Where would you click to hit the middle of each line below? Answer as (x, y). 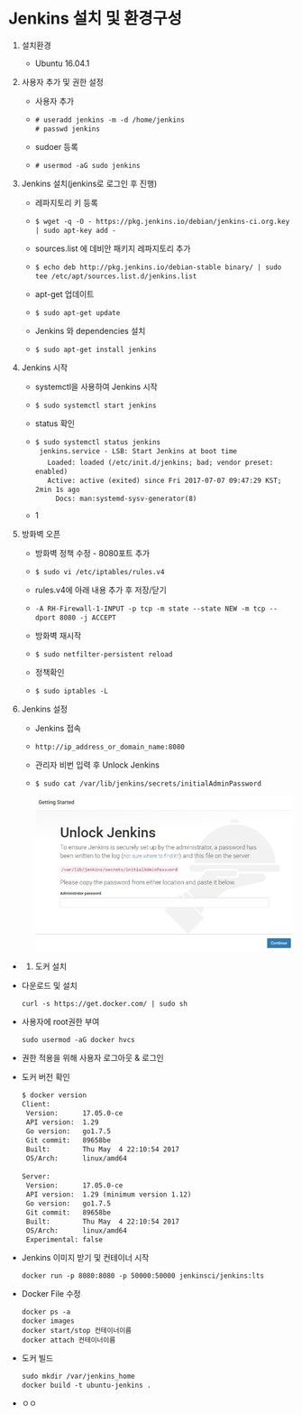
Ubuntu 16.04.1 (62, 63)
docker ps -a (46, 1312)
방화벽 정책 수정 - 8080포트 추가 (92, 553)
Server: (36, 1177)
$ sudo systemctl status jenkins (98, 442)
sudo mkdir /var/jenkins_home (78, 1377)
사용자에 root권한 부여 (60, 1022)
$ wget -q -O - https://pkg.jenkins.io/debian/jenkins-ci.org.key (162, 221)
